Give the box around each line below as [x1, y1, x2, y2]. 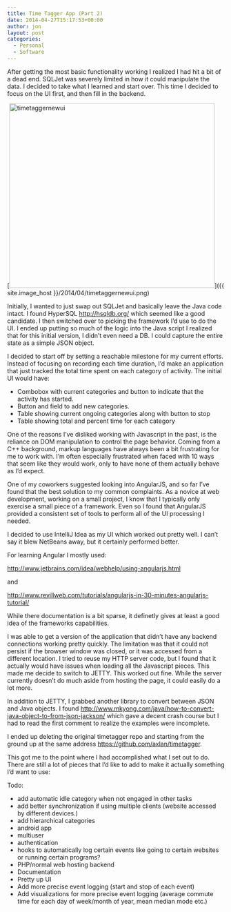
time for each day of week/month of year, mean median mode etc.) [17, 897, 208, 905]
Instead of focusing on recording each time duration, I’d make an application [7, 359, 224, 368]
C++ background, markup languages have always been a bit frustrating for [7, 444, 219, 453]
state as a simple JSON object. [7, 339, 94, 347]
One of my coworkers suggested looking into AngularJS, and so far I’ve [7, 480, 210, 488]
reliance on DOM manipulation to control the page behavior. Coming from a [7, 437, 221, 446]
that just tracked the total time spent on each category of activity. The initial [7, 366, 222, 375]
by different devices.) [17, 809, 78, 817]
